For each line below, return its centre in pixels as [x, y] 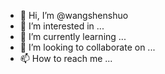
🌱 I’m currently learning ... [73, 36]
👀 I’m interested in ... [62, 26]
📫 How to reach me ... [66, 58]
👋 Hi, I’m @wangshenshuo [74, 15]
